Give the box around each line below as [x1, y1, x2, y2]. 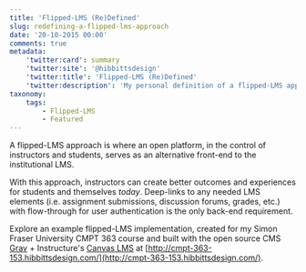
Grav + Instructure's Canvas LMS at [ [9, 243, 148, 254]
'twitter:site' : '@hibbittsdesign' [25, 65, 161, 74]
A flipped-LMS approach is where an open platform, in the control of [9, 140, 267, 151]
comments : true [9, 38, 67, 48]
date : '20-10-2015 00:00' [9, 30, 107, 39]
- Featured [42, 115, 84, 124]
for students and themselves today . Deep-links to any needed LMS [9, 186, 261, 197]
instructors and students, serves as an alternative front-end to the [9, 149, 257, 160]
